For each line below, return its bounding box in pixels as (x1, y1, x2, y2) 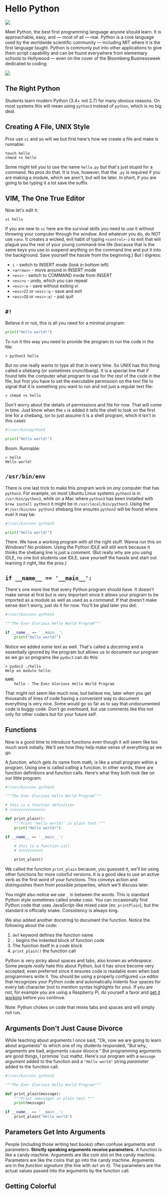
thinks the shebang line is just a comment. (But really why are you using (5, 549, 153, 555)
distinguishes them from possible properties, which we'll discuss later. (5, 882, 149, 888)
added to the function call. (5, 1063, 59, 1069)
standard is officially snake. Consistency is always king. (5, 908, 119, 914)
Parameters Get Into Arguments (5, 1128, 106, 1136)
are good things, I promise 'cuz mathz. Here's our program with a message (5, 1053, 156, 1059)
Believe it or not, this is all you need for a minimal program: (5, 320, 125, 326)
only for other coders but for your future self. (5, 711, 97, 717)
